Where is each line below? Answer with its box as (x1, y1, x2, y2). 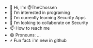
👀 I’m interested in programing (9, 10, 70, 15)
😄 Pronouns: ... (9, 32, 41, 38)
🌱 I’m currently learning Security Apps (9, 15, 86, 20)
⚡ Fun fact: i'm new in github (9, 37, 67, 43)
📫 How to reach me (9, 25, 50, 31)
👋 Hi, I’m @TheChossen (9, 5, 57, 10)
